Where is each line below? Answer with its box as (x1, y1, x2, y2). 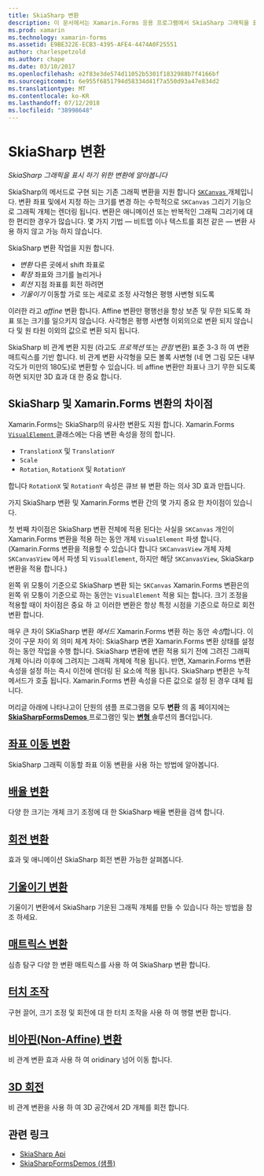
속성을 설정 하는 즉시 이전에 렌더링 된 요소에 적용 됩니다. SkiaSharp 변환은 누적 (8, 665, 250, 675)
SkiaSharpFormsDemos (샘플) (19, 1159, 116, 1168)
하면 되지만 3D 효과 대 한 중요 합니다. (8, 371, 122, 382)
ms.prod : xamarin (8, 26, 65, 34)
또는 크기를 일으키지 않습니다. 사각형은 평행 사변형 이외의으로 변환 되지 (16, 315, 233, 325)
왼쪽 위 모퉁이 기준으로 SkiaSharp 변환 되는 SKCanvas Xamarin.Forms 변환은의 (8, 580, 250, 590)
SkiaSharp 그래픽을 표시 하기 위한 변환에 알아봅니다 (8, 170, 168, 179)
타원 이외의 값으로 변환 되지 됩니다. (32, 326, 140, 335)
